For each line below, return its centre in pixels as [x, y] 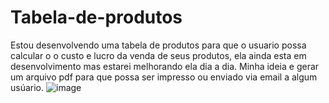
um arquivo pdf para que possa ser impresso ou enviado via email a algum [164, 77]
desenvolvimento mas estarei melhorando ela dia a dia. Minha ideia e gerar [165, 66]
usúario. [27, 87]
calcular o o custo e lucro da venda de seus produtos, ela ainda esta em [158, 55]
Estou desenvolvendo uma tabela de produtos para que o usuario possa [158, 45]
